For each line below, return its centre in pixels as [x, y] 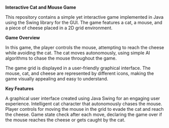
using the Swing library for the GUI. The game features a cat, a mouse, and [84, 23]
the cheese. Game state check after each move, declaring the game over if [84, 114]
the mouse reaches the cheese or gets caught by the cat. [65, 120]
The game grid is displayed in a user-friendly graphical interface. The [78, 68]
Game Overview [23, 38]
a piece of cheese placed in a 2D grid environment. [59, 28]
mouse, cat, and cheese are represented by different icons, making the [80, 73]
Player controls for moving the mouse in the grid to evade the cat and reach [84, 109]
